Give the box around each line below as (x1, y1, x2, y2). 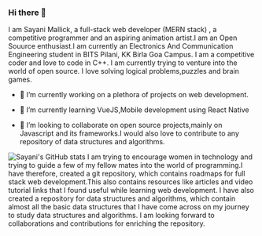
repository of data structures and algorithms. (19, 137, 165, 147)
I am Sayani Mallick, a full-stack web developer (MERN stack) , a (8, 25, 217, 34)
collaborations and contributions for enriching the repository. (8, 219, 206, 228)
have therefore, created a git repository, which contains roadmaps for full (8, 169, 245, 179)
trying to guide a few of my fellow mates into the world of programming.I (8, 161, 243, 170)
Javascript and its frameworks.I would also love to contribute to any (19, 129, 240, 138)
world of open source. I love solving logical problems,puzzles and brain (8, 67, 240, 76)
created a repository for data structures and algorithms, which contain (8, 194, 236, 203)
